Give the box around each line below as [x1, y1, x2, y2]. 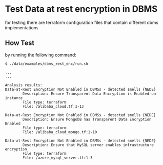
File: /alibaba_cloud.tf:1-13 [22, 104, 84, 109]
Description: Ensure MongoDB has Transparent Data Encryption [22, 117, 152, 122]
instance [5, 95, 23, 101]
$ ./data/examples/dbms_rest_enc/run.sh [5, 61, 89, 66]
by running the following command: [5, 52, 77, 58]
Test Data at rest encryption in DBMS [5, 3, 158, 15]
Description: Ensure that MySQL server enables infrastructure [22, 143, 154, 147]
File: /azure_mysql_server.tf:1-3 [22, 155, 93, 160]
